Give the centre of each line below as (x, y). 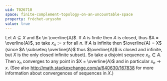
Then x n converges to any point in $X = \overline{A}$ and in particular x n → (83, 62)
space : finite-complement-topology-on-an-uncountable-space (69, 14)
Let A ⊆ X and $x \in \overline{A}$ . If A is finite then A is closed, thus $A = (82, 38)
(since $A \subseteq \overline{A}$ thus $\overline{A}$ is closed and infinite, (84, 50)
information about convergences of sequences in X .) (59, 73)
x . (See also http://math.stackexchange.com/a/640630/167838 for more (79, 68)
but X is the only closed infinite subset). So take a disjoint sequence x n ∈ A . (83, 55)
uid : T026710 (19, 10)
